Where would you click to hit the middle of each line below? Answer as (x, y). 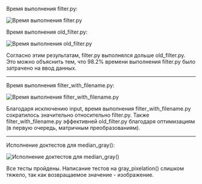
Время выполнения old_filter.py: (47, 32)
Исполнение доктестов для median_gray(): (61, 145)
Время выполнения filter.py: (42, 9)
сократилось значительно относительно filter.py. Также (78, 115)
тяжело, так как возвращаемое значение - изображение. (80, 175)
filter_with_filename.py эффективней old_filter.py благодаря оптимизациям (101, 121)
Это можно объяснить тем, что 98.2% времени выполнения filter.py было (101, 62)
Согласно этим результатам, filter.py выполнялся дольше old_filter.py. (96, 55)
